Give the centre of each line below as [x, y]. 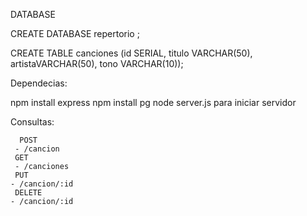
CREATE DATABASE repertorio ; [75, 33]
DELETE [28, 193]
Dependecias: [39, 83]
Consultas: [32, 122]
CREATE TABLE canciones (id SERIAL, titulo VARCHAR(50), [131, 53]
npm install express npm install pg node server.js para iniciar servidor [153, 102]
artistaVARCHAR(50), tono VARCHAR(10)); [97, 63]
